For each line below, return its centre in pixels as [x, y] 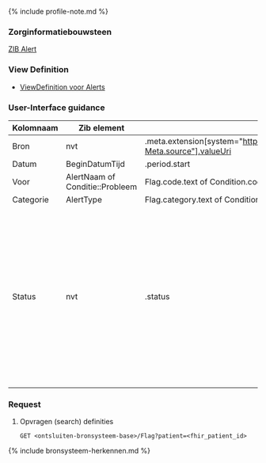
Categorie [30, 199]
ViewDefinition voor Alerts [62, 87]
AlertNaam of [91, 176]
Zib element [101, 127]
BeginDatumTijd [95, 164]
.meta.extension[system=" [194, 141]
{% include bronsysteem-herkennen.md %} [80, 451]
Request [25, 404]
